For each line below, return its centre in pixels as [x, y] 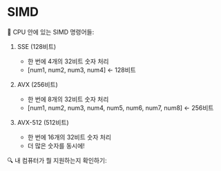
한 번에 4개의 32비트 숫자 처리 [68, 61]
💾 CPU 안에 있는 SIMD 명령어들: [51, 32]
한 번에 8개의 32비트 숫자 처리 [68, 99]
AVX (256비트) [38, 84]
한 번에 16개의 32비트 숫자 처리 [69, 137]
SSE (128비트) [37, 46]
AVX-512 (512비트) [43, 122]
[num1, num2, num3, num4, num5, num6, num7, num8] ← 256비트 [121, 108]
